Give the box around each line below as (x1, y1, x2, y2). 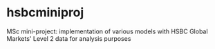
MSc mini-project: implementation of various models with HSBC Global (6, 27, 208, 35)
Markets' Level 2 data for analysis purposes (6, 34, 131, 42)
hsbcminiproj (6, 5, 84, 20)
